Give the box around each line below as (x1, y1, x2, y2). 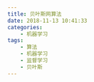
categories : (7, 24, 43, 31)
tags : (7, 37, 23, 44)
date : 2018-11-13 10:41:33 (7, 17, 88, 24)
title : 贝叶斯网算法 (7, 10, 62, 18)
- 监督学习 (20, 57, 48, 64)
